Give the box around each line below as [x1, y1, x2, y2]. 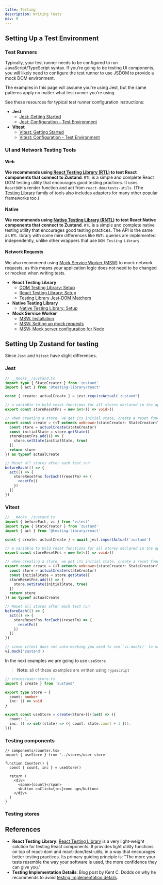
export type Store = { [5, 690, 51, 695]
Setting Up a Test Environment [5, 34, 99, 42]
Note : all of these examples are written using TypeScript [16, 667, 130, 673]
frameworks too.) [5, 195, 40, 201]
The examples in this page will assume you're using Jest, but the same [5, 85, 147, 90]
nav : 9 [5, 16, 18, 21]
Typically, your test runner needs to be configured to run [5, 60, 118, 66]
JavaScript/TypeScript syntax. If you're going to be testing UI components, [5, 65, 155, 71]
